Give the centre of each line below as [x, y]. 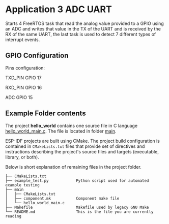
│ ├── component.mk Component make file [62, 198]
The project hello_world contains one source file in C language [72, 125]
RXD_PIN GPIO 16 [24, 87]
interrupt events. [23, 40]
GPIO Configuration [37, 56]
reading [13, 216]
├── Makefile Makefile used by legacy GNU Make [77, 207]
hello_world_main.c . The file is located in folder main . [61, 131]
